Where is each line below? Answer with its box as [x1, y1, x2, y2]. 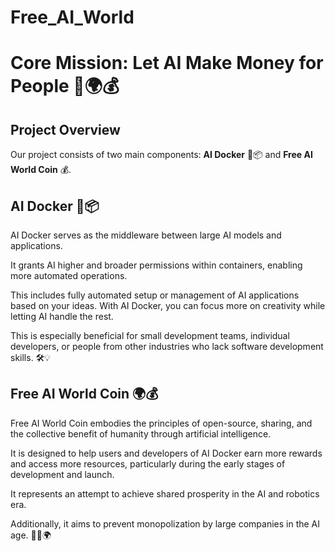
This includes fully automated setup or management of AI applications [10, 289, 300, 301]
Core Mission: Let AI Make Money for [10, 52, 324, 75]
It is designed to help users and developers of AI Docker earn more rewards [10, 447, 323, 459]
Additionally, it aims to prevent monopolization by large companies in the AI [10, 517, 321, 530]
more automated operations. [10, 270, 128, 281]
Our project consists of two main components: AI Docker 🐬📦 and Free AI [10, 149, 313, 161]
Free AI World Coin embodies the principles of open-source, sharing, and [10, 417, 313, 429]
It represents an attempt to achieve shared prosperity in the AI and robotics [10, 487, 320, 500]
